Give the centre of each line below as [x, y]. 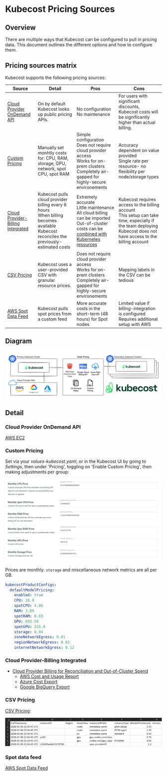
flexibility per [132, 171]
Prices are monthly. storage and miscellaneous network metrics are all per [81, 570]
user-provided [53, 270]
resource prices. [54, 286]
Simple [83, 134]
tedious [126, 280]
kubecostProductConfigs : [31, 585]
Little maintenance [95, 207]
